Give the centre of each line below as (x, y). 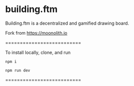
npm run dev (18, 70)
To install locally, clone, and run (38, 52)
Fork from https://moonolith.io (36, 33)
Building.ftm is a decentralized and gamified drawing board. (67, 23)
